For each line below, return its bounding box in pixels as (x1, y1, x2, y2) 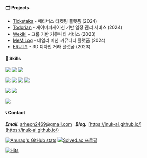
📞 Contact (5, 110, 25, 115)
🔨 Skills (5, 55, 21, 61)
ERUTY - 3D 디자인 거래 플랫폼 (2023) (12, 44, 91, 50)
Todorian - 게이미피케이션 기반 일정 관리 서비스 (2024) (12, 24, 123, 30)
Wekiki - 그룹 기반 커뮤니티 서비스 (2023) (12, 31, 96, 37)
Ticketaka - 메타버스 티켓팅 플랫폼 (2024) (12, 18, 97, 24)
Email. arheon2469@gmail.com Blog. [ (5, 121, 90, 127)
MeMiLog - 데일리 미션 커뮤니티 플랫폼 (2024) (12, 37, 106, 43)
